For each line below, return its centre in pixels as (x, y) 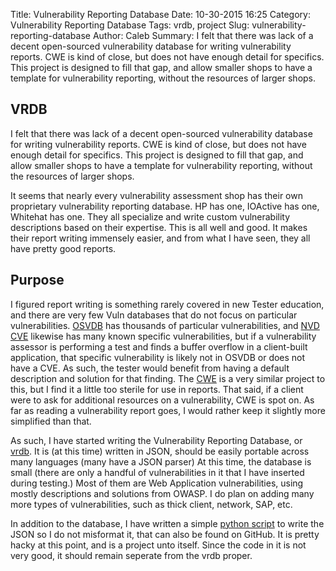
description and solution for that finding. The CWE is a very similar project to (168, 378)
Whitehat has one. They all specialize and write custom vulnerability (150, 216)
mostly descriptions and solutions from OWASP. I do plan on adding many (162, 493)
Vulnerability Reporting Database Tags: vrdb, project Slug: (130, 25)
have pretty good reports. (63, 248)
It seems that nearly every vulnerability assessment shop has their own (156, 195)
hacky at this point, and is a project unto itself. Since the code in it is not (158, 545)
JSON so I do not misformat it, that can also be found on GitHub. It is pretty (165, 534)
